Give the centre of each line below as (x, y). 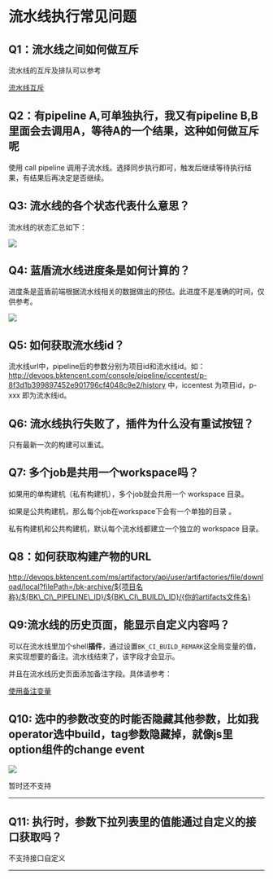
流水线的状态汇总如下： (48, 227)
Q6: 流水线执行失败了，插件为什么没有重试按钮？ (131, 423)
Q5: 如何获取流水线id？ (67, 345)
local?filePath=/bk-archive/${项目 (80, 587)
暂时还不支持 (30, 786)
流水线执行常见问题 (73, 17)
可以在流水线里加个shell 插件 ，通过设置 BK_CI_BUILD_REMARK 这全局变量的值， (134, 646)
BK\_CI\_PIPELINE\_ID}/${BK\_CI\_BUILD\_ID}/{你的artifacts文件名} (139, 596)
